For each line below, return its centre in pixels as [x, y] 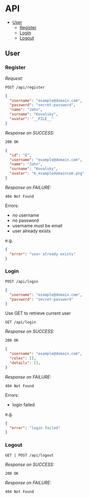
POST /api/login [22, 282]
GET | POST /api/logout [30, 455]
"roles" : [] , [23, 358]
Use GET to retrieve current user [38, 313]
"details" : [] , [25, 363]
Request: [14, 78]
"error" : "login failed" [35, 428]
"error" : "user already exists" [43, 254]
